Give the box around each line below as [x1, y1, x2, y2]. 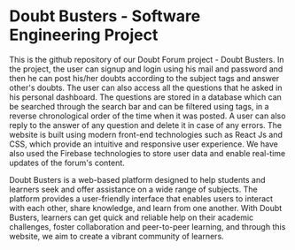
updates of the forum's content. [9, 157, 126, 168]
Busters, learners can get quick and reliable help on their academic [9, 212, 254, 223]
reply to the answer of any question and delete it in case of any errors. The [9, 119, 282, 130]
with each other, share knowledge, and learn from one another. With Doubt [9, 202, 283, 213]
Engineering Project [9, 25, 159, 45]
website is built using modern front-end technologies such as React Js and [9, 129, 283, 140]
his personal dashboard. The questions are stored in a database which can [9, 91, 282, 102]
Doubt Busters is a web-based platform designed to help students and [9, 174, 266, 185]
